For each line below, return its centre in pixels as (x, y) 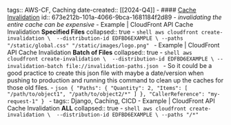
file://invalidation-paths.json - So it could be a (139, 66)
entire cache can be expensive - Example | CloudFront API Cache (100, 24)
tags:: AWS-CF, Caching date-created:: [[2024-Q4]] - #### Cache (102, 10)
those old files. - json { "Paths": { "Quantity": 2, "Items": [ (98, 88)
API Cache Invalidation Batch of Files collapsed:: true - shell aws (100, 52)
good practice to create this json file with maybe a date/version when (106, 73)
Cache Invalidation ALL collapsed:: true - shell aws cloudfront (97, 108)
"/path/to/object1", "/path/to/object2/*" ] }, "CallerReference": (106, 94)
